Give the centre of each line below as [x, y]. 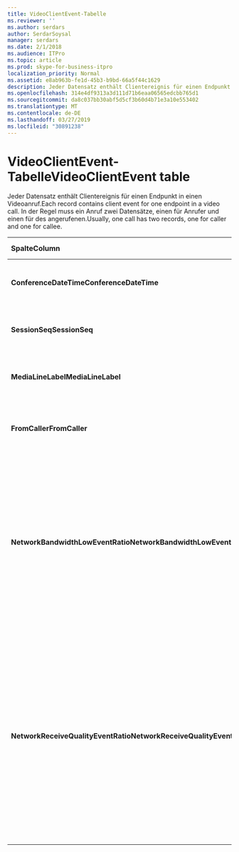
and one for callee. [35, 227]
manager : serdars [33, 41]
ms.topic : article [34, 60]
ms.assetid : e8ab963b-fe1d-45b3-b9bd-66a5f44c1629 [84, 80]
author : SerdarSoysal [39, 34]
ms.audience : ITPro [36, 54]
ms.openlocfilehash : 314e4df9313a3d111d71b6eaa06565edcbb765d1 [103, 93]
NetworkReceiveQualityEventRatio [71, 736]
